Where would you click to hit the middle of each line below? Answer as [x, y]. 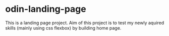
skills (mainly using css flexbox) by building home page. [63, 28]
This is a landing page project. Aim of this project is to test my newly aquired [85, 23]
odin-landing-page [46, 9]
